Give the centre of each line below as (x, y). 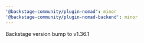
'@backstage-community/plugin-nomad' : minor (61, 11)
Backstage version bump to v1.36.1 (48, 34)
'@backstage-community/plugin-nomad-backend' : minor (72, 17)
